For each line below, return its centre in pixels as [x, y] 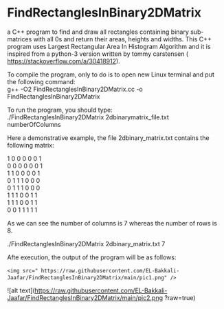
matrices [20, 39]
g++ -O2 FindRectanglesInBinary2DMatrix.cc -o [75, 89]
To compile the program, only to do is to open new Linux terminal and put [111, 74]
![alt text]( [21, 290]
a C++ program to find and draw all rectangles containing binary [98, 32]
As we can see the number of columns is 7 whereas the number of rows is [112, 223]
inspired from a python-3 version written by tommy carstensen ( [98, 54]
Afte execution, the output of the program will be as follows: [92, 257]
